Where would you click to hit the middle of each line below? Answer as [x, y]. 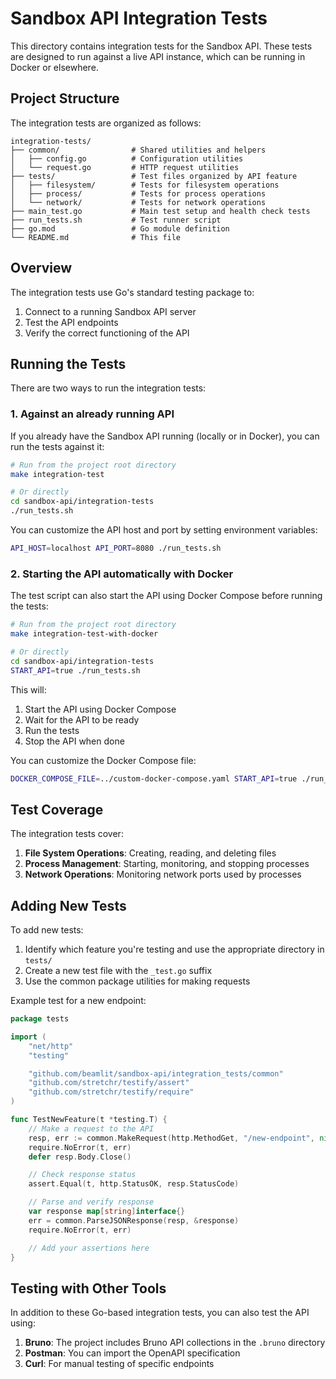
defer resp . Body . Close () [80, 1157]
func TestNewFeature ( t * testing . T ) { [89, 1120]
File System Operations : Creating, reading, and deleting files [150, 853]
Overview [41, 268]
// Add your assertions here [89, 1248]
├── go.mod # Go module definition [120, 228]
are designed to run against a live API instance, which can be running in [158, 56]
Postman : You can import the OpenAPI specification [132, 1353]
